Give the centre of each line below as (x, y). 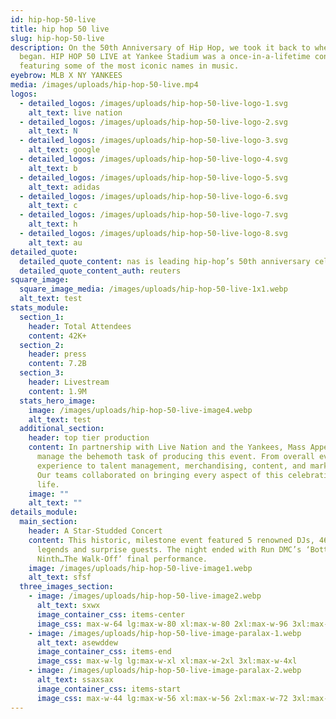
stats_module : (40, 308)
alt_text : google (64, 150)
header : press (57, 354)
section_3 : (42, 373)
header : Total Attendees (80, 326)
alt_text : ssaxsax (75, 680)
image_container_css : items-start (109, 689)
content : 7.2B (57, 364)
